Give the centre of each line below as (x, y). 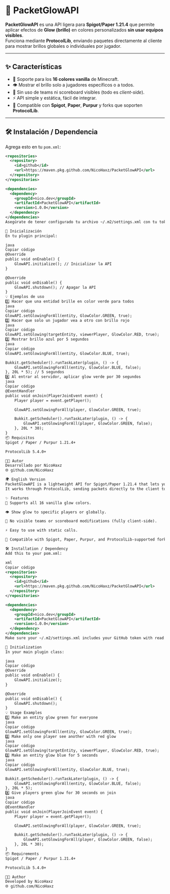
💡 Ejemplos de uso (25, 297)
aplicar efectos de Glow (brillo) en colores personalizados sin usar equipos (84, 29)
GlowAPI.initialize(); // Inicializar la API (63, 264)
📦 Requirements (22, 854)
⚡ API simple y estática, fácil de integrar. (55, 98)
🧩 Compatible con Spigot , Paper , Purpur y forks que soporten (77, 105)
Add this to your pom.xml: (34, 553)
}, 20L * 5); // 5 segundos (35, 372)
